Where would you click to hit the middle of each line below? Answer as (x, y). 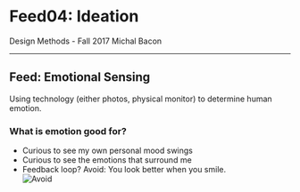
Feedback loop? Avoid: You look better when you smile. (124, 170)
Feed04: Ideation (74, 16)
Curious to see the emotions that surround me (107, 160)
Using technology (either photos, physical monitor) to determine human (141, 99)
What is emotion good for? (68, 131)
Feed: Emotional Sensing (80, 77)
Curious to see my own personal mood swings (108, 151)
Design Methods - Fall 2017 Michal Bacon (86, 41)
